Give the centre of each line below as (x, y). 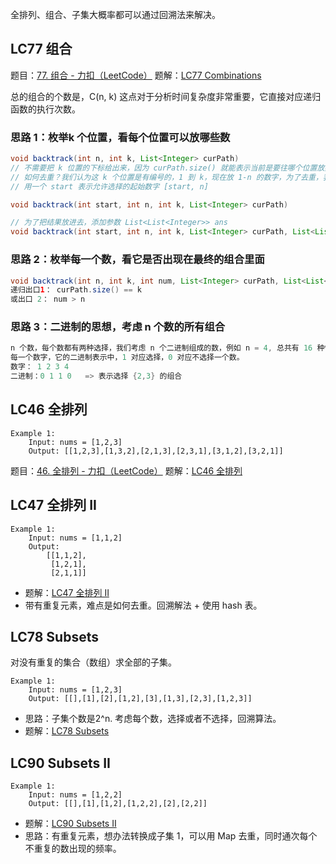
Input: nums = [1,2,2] (75, 795)
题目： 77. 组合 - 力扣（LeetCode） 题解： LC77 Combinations (136, 75)
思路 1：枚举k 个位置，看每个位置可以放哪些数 (120, 137)
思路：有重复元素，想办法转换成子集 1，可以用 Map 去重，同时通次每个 (171, 836)
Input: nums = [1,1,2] (75, 538)
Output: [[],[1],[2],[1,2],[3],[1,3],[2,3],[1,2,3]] (140, 699)
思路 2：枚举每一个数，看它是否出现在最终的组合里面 (137, 260)
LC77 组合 (41, 49)
